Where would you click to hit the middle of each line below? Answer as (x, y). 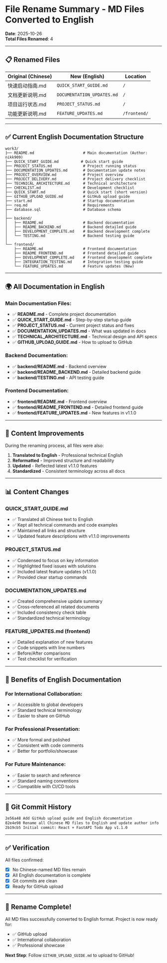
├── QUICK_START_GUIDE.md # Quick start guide (64, 161)
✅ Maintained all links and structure (49, 531)
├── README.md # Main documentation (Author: (77, 153)
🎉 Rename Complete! (38, 907)
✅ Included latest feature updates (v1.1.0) (54, 571)
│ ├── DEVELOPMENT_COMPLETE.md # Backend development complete (78, 231)
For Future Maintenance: (36, 764)
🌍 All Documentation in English (55, 287)
